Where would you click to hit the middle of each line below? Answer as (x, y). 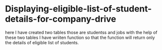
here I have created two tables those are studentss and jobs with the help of (81, 32)
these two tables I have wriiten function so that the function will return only (80, 37)
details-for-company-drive (61, 19)
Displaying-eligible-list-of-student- (78, 9)
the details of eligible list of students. (42, 42)
